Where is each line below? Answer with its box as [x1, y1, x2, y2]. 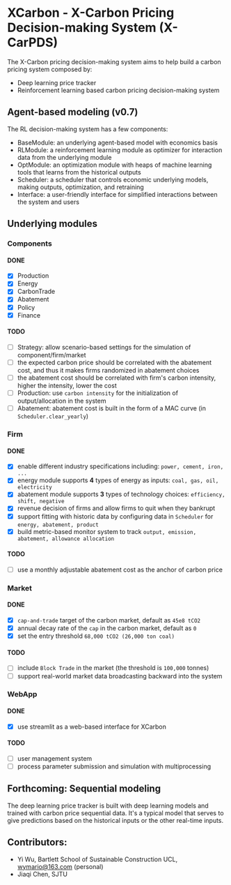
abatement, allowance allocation [17, 535, 115, 542]
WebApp [7, 690, 38, 699]
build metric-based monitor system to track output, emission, [17, 527, 197, 535]
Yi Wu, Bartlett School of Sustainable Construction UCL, [17, 855, 178, 863]
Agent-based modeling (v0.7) [7, 106, 138, 118]
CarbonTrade [17, 288, 56, 296]
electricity [17, 484, 52, 491]
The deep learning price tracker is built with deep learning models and [7, 801, 209, 810]
